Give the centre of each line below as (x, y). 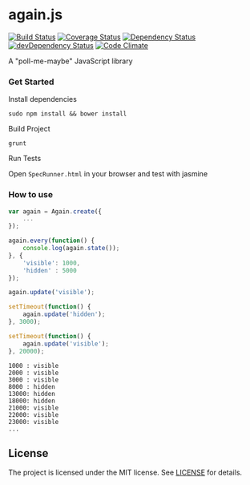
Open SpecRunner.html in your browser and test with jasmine (108, 174)
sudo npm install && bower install (68, 114)
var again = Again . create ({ (55, 211)
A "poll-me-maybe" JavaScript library (71, 61)
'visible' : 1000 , (52, 263)
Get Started (31, 82)
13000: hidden (32, 394)
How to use (31, 195)
